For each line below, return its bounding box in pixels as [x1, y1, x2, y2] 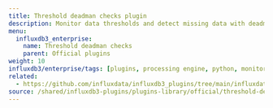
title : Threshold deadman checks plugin [8, 11, 148, 20]
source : [8, 87, 35, 96]
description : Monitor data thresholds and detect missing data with [8, 19, 245, 28]
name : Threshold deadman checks [23, 42, 132, 50]
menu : [8, 27, 27, 35]
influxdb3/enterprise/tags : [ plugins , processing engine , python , [8, 65, 238, 73]
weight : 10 [8, 58, 45, 66]
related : [8, 72, 38, 80]
